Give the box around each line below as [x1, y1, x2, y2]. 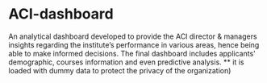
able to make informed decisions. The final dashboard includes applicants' [8, 48, 257, 58]
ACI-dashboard [8, 5, 115, 23]
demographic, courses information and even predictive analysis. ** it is [8, 57, 244, 67]
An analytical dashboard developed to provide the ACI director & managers [8, 31, 257, 41]
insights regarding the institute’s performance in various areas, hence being [8, 39, 260, 49]
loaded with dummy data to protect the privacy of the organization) [8, 65, 232, 75]
